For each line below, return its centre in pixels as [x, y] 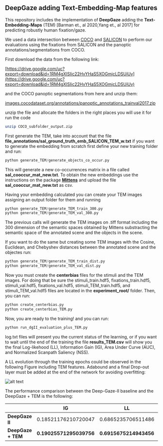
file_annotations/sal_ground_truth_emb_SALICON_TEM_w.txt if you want [80, 141]
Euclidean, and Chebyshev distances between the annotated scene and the [81, 247]
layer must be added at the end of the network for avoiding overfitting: [75, 372]
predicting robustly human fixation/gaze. [46, 30]
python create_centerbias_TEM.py [39, 309]
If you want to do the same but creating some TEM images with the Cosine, [80, 242]
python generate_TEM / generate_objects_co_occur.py [57, 160]
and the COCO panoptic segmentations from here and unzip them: [71, 93]
